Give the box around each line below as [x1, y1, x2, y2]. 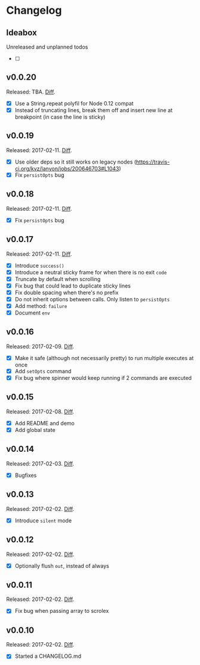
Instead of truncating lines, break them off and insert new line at [14, 106, 173, 114]
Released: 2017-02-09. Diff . [6, 343, 75, 350]
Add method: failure [14, 302, 67, 309]
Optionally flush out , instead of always [14, 562, 109, 569]
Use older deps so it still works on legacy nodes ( [14, 158, 136, 165]
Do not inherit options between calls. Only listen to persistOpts [14, 295, 170, 303]
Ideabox [6, 28, 37, 38]
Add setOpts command [14, 367, 72, 374]
